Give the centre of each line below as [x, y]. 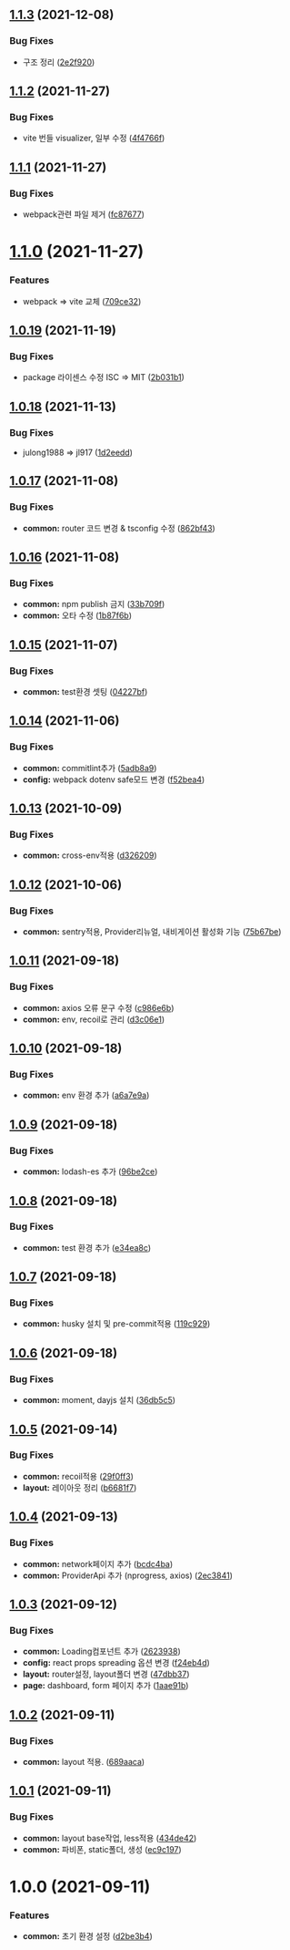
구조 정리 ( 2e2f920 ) [59, 62]
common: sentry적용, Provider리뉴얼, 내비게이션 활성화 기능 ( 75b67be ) [152, 932]
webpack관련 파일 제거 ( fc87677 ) [84, 214]
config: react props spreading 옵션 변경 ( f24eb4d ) [116, 1663]
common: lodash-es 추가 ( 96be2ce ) [90, 1171]
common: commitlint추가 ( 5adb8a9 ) [90, 768]
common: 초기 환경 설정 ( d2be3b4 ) [87, 1936]
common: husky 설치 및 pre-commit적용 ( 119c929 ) [116, 1324]
